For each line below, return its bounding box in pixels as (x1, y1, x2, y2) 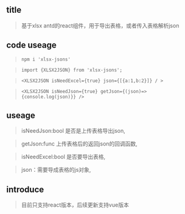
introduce (6, 184, 44, 194)
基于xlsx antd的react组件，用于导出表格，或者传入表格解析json (21, 21, 180, 29)
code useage (6, 40, 57, 51)
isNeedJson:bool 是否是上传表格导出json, (21, 127, 126, 135)
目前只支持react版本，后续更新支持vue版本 (21, 201, 129, 208)
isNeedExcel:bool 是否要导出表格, (21, 153, 106, 161)
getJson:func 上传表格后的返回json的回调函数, (21, 140, 138, 147)
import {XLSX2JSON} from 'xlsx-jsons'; (21, 67, 123, 73)
